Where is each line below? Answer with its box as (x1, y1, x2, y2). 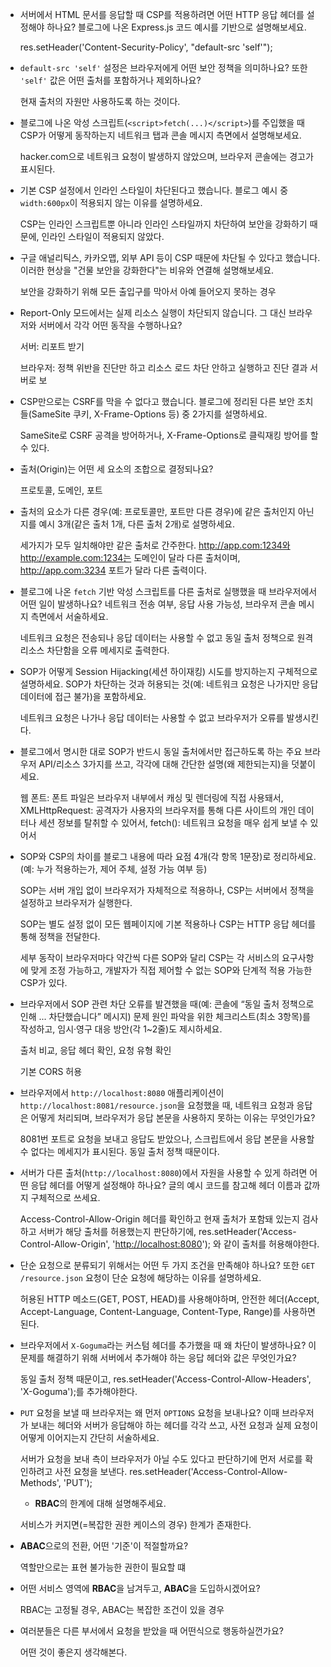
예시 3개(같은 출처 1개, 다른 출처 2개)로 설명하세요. (38, 518, 235, 530)
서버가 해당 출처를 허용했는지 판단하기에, (38, 1226, 197, 1237)
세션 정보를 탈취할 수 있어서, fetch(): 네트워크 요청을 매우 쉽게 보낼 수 (38, 817, 308, 828)
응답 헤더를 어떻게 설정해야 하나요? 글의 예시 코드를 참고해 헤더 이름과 (30, 1179, 302, 1191)
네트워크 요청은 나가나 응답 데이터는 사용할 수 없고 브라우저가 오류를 (19, 712, 285, 723)
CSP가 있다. (19, 977, 68, 988)
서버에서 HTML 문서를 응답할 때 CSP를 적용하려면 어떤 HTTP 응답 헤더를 (19, 9, 305, 20)
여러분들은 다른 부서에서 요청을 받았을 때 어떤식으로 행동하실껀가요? (19, 1625, 284, 1637)
